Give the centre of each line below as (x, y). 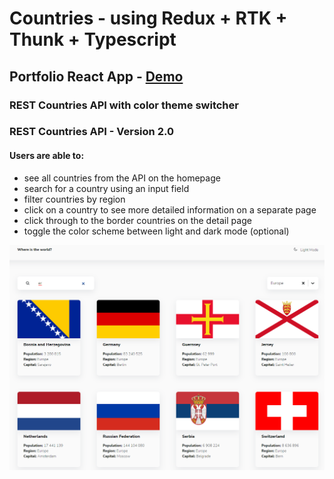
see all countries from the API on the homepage (122, 178)
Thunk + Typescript (93, 39)
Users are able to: (47, 156)
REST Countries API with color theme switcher (124, 105)
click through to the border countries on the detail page (137, 220)
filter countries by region (74, 199)
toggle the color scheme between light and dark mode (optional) (156, 231)
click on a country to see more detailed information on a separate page (170, 209)
